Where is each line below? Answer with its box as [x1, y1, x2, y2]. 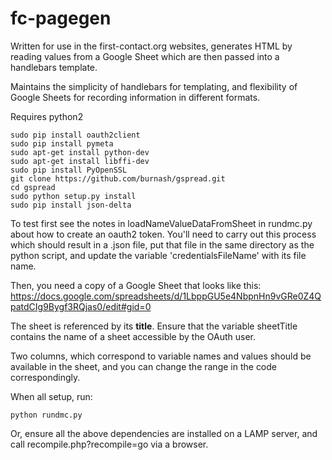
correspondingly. [10, 371, 81, 383]
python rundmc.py [10, 410, 83, 420]
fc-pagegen [10, 7, 112, 30]
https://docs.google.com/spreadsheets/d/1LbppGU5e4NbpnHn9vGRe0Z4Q [10, 290, 322, 302]
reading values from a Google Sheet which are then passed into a [10, 50, 280, 62]
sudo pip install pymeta [10, 138, 114, 149]
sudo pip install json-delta [10, 200, 132, 210]
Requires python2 [10, 110, 84, 122]
